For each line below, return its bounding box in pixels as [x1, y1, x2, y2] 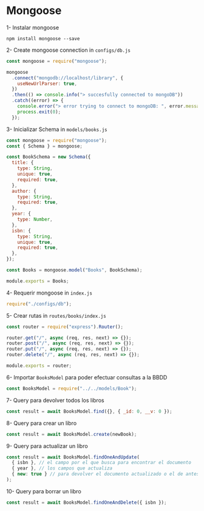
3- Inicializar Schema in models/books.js [6, 126, 107, 133]
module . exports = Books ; [6, 278, 69, 284]
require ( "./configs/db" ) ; [6, 301, 72, 307]
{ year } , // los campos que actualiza [12, 465, 113, 471]
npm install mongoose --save [6, 35, 80, 41]
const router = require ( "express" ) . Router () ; [6, 324, 123, 330]
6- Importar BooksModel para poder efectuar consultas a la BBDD [6, 373, 168, 381]
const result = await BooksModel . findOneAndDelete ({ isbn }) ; [6, 499, 167, 506]
